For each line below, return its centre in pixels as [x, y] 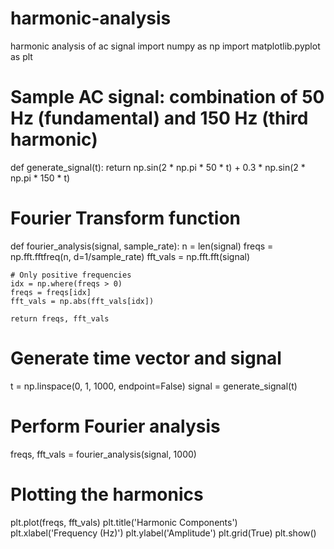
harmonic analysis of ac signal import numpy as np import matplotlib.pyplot [165, 46]
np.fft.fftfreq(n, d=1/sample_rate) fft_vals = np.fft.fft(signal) [130, 256]
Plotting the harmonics [107, 494]
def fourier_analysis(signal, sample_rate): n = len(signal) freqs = [142, 246]
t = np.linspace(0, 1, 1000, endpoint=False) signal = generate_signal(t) [154, 386]
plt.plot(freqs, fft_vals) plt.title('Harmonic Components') [124, 522]
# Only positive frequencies [71, 275]
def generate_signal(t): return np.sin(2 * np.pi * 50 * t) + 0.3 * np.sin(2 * [158, 167]
